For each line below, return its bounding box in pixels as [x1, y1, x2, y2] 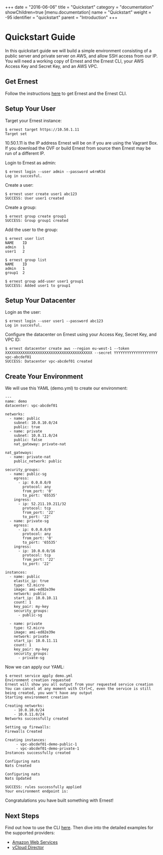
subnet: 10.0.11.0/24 [14, 433, 57, 438]
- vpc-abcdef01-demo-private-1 [16, 746, 79, 751]
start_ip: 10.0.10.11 [14, 596, 57, 600]
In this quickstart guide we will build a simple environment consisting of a [5, 47, 152, 53]
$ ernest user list [5, 236, 45, 241]
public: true [14, 425, 40, 429]
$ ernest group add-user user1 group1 [5, 278, 84, 284]
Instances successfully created [5, 750, 71, 755]
